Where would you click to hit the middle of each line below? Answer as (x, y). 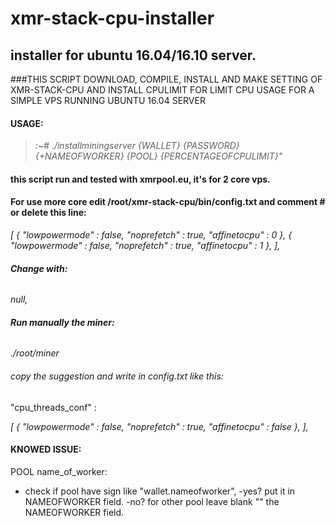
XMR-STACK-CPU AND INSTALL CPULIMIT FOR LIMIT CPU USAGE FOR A (162, 90)
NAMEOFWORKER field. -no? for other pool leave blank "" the (152, 501)
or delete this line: (48, 213)
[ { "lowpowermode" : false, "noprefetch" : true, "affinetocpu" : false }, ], (159, 426)
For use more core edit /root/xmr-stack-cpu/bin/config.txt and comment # (168, 202)
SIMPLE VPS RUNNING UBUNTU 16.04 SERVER (108, 100)
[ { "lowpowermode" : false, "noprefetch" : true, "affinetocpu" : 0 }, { (151, 235)
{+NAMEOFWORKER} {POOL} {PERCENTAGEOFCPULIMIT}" (158, 156)
